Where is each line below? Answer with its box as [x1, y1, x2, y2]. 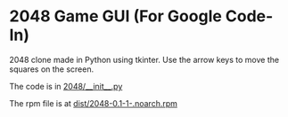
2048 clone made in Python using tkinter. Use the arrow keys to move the [9, 54, 279, 65]
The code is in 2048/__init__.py [9, 81, 123, 91]
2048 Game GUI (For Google [9, 6, 223, 27]
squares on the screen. [9, 64, 95, 74]
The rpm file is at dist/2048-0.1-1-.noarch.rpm [9, 97, 178, 108]
